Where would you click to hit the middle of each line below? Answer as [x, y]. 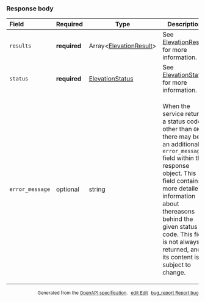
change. [174, 273]
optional [67, 189]
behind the [178, 219]
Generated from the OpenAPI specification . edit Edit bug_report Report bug [118, 293]
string [97, 189]
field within [178, 158]
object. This [179, 173]
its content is [181, 257]
